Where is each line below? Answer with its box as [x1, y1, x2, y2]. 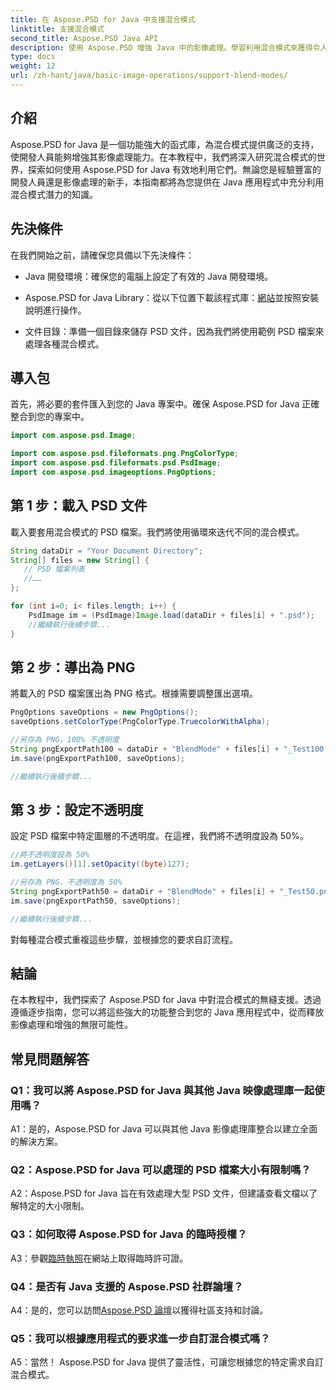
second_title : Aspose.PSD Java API [10, 33, 159, 43]
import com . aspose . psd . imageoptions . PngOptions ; [10, 467, 217, 477]
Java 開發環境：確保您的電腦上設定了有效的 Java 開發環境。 [24, 270, 274, 282]
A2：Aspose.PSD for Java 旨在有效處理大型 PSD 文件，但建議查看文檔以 [10, 1187, 310, 1200]
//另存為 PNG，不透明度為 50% [10, 877, 123, 888]
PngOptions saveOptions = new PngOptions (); [10, 707, 199, 718]
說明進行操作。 [24, 304, 87, 316]
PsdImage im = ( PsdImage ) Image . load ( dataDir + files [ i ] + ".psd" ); [28, 610, 316, 620]
